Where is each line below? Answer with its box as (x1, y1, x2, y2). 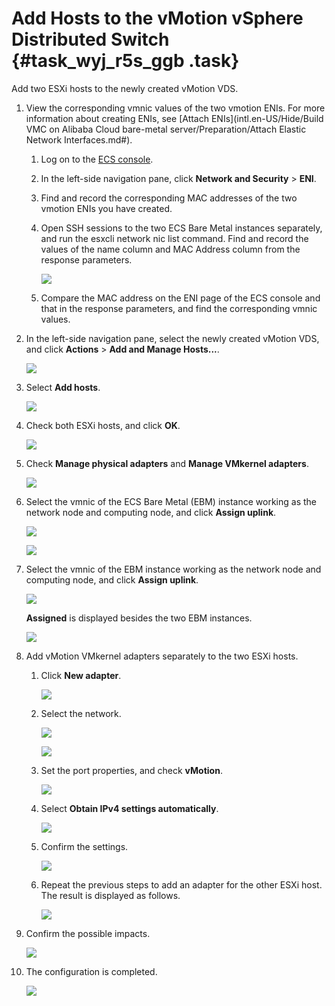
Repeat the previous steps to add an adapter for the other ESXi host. (40, 878, 323, 891)
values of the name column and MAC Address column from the (40, 243, 301, 255)
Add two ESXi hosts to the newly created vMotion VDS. (11, 82, 239, 94)
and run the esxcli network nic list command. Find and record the (40, 232, 309, 244)
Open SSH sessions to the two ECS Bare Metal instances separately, (40, 222, 323, 234)
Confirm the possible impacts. (25, 927, 151, 939)
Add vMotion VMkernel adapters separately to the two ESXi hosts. (25, 650, 299, 662)
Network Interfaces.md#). (25, 133, 133, 146)
